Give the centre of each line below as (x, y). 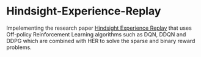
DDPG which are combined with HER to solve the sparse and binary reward (101, 41)
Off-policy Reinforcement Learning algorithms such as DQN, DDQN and (96, 34)
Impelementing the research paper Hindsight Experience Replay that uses (99, 28)
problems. (19, 47)
